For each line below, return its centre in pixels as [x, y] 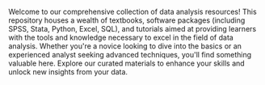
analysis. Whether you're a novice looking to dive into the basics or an [125, 46]
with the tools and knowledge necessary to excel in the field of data [121, 37]
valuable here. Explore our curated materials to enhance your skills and [126, 63]
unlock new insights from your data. [68, 72]
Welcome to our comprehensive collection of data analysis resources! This [132, 12]
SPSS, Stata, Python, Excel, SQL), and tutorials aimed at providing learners [132, 29]
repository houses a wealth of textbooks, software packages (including [127, 20]
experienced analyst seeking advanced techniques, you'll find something [130, 55]
